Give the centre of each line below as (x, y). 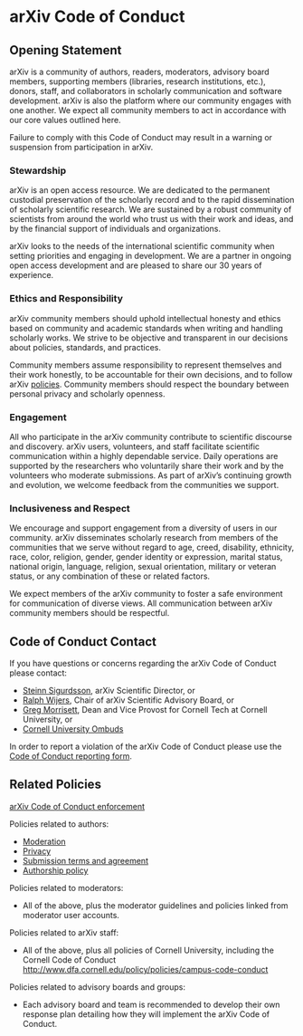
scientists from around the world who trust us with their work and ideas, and (151, 219)
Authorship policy (55, 870)
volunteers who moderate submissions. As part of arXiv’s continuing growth (151, 475)
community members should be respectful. (90, 613)
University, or (47, 719)
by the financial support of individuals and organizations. (115, 229)
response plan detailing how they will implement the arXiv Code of (146, 1014)
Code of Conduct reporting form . (71, 756)
